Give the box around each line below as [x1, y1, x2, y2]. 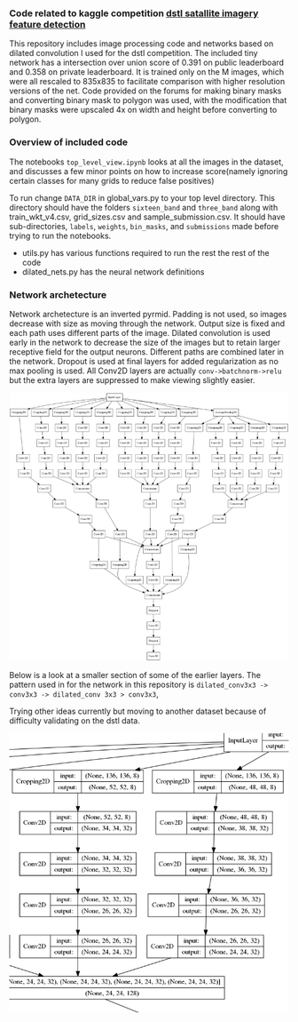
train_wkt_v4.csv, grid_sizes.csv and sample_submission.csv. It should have [9, 212, 286, 222]
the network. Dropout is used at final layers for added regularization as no [9, 355, 279, 366]
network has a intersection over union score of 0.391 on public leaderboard [9, 57, 285, 68]
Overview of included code [9, 136, 129, 148]
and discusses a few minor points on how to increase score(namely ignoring [9, 165, 288, 176]
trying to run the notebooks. [9, 230, 112, 241]
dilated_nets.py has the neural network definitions [21, 266, 205, 277]
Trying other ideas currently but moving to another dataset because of [9, 706, 267, 717]
